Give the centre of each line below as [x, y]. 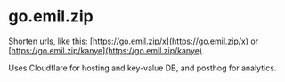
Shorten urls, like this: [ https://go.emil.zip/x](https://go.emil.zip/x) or [134, 41]
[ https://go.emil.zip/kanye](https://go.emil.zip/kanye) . [106, 50]
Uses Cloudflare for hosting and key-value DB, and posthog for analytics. [142, 68]
